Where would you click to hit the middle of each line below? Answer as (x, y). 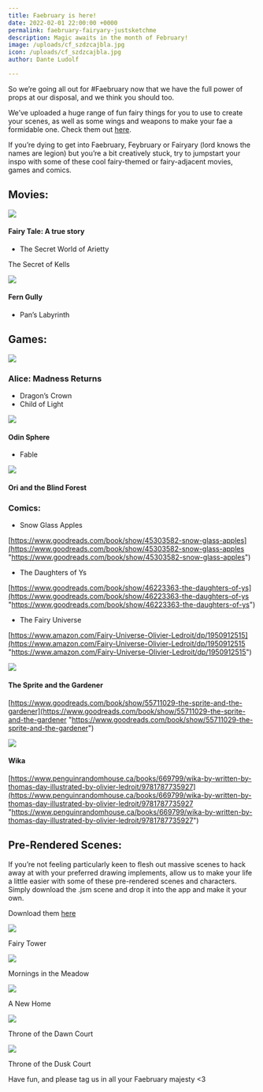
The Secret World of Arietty (64, 249)
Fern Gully (26, 297)
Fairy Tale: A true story (46, 232)
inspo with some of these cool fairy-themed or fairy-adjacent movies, (121, 161)
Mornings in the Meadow (48, 973)
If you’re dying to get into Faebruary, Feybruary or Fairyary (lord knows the (130, 145)
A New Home (30, 1004)
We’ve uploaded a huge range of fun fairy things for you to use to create (126, 112)
